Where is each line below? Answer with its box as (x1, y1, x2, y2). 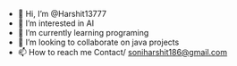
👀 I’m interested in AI (17, 18, 95, 29)
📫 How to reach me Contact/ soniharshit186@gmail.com (17, 47, 228, 57)
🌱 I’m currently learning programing (17, 28, 149, 37)
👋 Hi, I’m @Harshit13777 (17, 9, 107, 19)
